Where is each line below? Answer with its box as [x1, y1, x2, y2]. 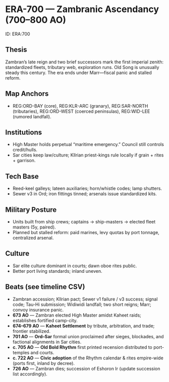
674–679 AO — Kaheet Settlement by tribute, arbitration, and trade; [12, 323, 155, 329]
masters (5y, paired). [12, 224, 57, 230]
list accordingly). [12, 371, 48, 377]
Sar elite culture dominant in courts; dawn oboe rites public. [12, 263, 137, 269]
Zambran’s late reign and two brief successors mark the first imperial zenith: [5, 59, 164, 65]
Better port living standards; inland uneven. [12, 268, 102, 274]
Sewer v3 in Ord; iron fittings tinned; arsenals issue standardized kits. [12, 191, 157, 197]
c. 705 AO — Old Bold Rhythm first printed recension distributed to [12, 344, 153, 350]
